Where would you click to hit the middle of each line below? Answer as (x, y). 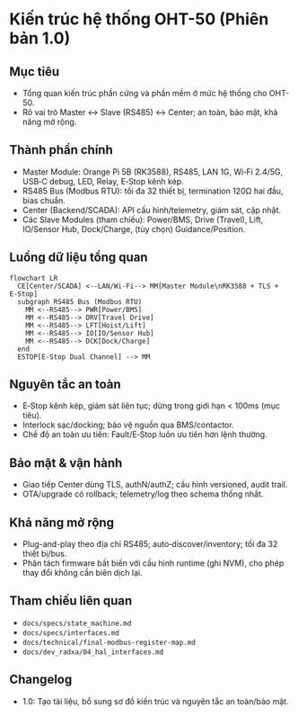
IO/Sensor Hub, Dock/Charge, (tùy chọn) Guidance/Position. (134, 228)
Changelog (41, 680)
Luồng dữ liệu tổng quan (79, 258)
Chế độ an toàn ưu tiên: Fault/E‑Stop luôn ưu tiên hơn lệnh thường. (145, 434)
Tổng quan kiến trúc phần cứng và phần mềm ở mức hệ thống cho (145, 93)
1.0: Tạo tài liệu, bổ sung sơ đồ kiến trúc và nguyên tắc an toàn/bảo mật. (155, 701)
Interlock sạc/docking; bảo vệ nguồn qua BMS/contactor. (128, 425)
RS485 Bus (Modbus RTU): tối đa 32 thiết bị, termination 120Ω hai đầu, (153, 191)
